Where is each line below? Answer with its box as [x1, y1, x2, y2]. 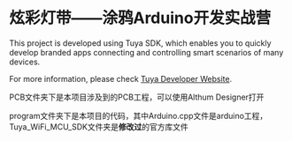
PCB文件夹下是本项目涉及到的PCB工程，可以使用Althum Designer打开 [9, 92, 265, 102]
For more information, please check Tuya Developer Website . [9, 73, 233, 84]
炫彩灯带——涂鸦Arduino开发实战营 [9, 8, 272, 28]
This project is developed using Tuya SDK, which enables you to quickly [9, 37, 272, 48]
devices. [9, 56, 41, 67]
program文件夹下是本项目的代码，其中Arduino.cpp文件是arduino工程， [9, 110, 268, 121]
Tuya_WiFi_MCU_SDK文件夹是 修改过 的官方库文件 [9, 121, 188, 132]
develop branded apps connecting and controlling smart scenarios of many [9, 47, 284, 57]
